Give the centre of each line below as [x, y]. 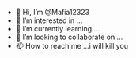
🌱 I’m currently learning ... [58, 29]
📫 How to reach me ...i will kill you [72, 46]
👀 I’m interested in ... [49, 20]
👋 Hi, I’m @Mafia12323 [52, 12]
